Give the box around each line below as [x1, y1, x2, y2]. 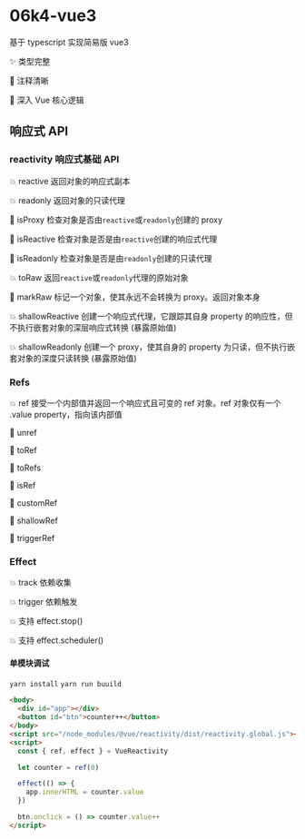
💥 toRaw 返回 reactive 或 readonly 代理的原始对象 [9, 271, 189, 282]
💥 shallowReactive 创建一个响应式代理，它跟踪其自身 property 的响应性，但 [9, 311, 293, 321]
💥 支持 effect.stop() [9, 616, 84, 627]
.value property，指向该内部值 [9, 409, 123, 419]
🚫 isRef [9, 479, 36, 490]
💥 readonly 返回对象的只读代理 [9, 194, 125, 205]
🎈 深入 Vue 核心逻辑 [9, 94, 84, 105]
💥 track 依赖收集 [9, 577, 73, 588]
